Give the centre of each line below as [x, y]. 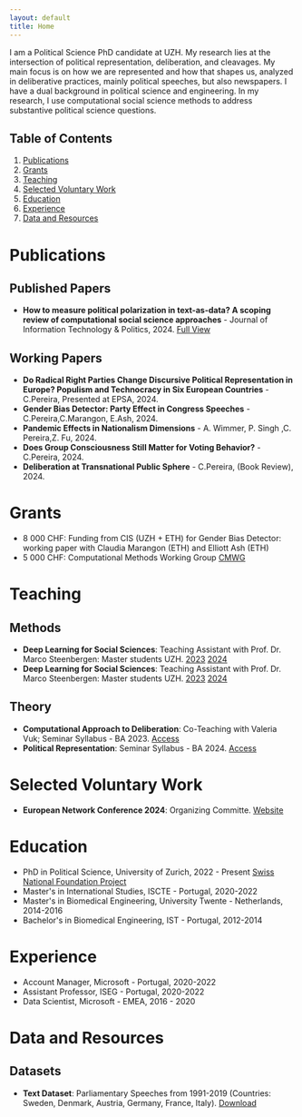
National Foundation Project [74, 881]
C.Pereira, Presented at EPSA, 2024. [90, 400]
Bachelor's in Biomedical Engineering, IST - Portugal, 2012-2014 [142, 920]
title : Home [32, 26]
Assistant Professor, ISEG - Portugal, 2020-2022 [113, 992]
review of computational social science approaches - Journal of [145, 320]
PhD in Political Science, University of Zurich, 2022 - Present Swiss [148, 872]
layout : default [40, 18]
